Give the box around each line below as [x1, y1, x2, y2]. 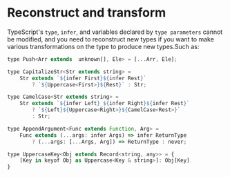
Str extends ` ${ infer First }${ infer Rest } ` [19, 75, 147, 82]
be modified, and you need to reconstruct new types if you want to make [7, 35, 214, 43]
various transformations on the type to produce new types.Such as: [7, 42, 200, 50]
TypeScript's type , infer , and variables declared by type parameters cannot [7, 28, 223, 36]
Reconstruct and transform [7, 5, 166, 21]
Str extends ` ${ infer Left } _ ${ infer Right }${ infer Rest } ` [19, 100, 190, 107]
